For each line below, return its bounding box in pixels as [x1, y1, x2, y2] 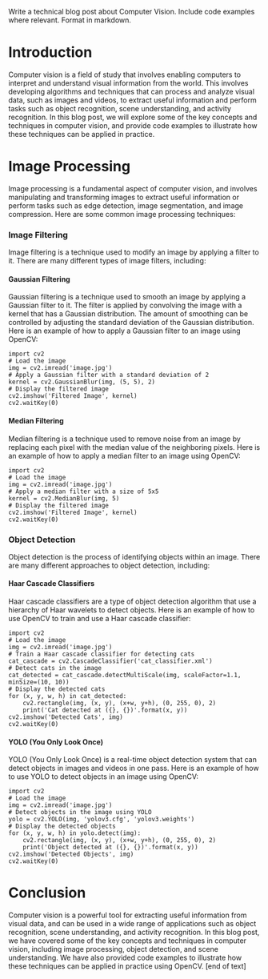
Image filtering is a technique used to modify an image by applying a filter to [8, 247, 260, 257]
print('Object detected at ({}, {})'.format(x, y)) [22, 844, 198, 852]
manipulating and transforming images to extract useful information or [8, 192, 240, 202]
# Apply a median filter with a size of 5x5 [8, 487, 159, 496]
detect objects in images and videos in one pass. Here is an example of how [8, 764, 259, 773]
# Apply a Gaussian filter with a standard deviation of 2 [8, 371, 210, 379]
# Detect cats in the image [8, 664, 102, 672]
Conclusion [8, 884, 86, 902]
